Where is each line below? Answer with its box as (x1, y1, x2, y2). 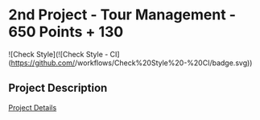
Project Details (8, 102, 57, 112)
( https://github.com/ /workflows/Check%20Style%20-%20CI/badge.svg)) (8, 58, 253, 68)
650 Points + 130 (8, 23, 124, 41)
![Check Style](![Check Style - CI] (8, 49, 120, 59)
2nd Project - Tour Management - (8, 6, 236, 24)
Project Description (8, 81, 108, 95)
